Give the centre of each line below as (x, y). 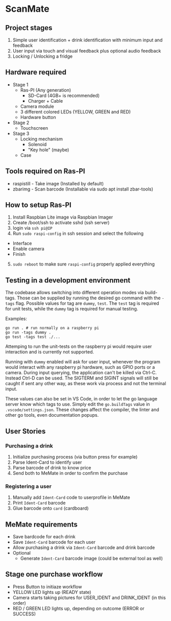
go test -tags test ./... (33, 337)
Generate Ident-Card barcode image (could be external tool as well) (92, 558)
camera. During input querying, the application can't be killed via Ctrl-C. (81, 373)
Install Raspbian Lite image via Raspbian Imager (63, 217)
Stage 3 (21, 133)
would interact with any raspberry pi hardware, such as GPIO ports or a (80, 367)
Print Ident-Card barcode (39, 503)
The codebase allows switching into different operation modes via (75, 293)
